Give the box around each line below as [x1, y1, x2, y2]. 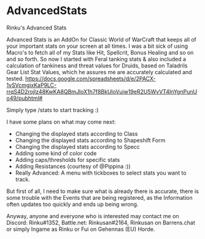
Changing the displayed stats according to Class [15, 130, 138, 137]
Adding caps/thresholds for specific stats [15, 156, 120, 163]
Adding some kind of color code [15, 150, 97, 157]
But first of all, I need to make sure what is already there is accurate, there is [6, 188, 199, 195]
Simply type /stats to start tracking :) [6, 106, 99, 113]
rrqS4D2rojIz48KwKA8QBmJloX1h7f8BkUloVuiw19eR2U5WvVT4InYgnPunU [6, 88, 198, 95]
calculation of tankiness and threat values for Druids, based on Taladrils [6, 62, 188, 69]
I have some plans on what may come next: [6, 118, 116, 126]
